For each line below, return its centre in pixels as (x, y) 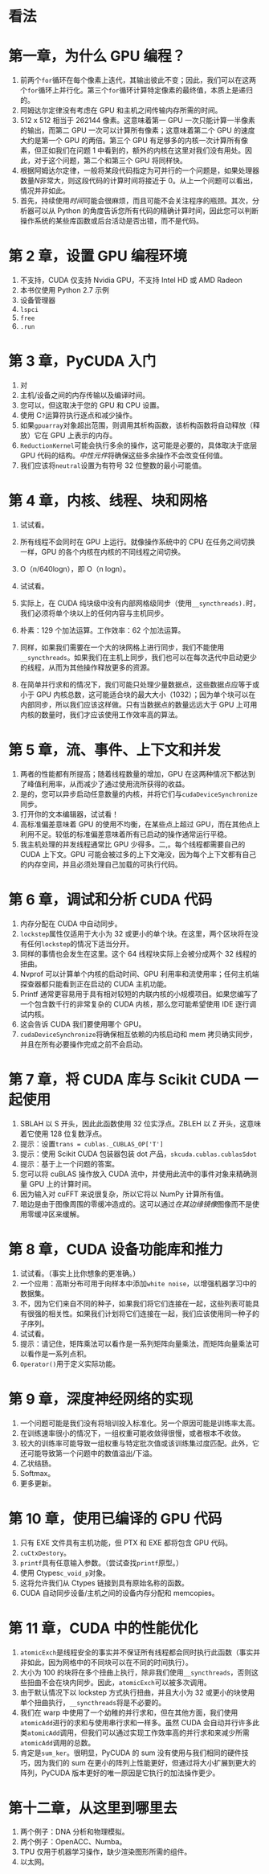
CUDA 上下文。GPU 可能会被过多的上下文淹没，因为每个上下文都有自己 (138, 854)
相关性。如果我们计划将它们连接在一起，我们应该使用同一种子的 (153, 1313)
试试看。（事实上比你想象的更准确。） (80, 1273)
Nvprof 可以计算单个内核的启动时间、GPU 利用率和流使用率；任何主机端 (139, 974)
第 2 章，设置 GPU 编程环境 (98, 256)
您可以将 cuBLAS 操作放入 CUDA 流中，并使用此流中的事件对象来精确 (135, 1174)
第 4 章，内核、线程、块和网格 (108, 501)
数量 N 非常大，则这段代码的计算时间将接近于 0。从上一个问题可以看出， (139, 181)
